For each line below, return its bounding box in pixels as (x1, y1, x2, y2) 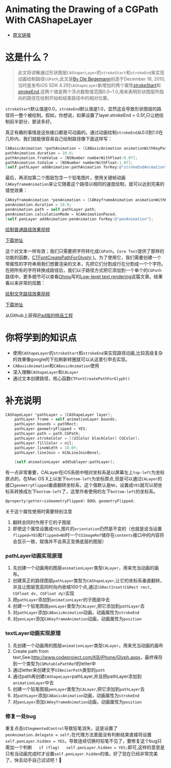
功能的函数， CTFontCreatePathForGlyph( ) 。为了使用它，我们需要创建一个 (5, 254, 162, 260)
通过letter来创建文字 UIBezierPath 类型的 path (12, 667, 105, 673)
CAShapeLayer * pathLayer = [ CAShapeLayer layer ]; (5, 412, 113, 417)
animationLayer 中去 (12, 679, 54, 685)
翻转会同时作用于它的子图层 (12, 519, 71, 525)
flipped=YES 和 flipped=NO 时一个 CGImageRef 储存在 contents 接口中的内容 (12, 532, 160, 538)
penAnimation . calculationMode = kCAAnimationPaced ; (5, 211, 117, 217)
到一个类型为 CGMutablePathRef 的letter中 (12, 661, 96, 667)
